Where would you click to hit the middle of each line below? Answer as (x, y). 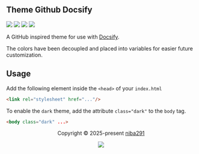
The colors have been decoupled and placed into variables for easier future (100, 48)
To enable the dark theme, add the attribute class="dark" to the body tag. (96, 111)
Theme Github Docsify (49, 10)
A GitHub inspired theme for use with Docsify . (63, 37)
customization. (25, 55)
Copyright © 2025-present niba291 (101, 133)
